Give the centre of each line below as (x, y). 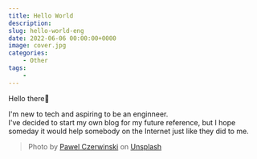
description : (30, 23)
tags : (17, 68)
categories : (28, 53)
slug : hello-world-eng (46, 31)
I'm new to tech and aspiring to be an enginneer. (88, 114)
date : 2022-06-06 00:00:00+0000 (62, 38)
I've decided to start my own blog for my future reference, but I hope (122, 122)
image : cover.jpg (37, 46)
